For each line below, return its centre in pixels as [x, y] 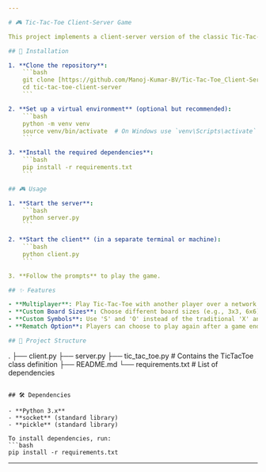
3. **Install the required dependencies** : [81, 153]
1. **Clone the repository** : [58, 65]
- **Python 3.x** [37, 411]
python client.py [51, 254]
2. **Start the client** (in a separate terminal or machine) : [115, 240]
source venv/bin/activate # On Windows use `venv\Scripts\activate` [140, 131]
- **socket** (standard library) [63, 417]
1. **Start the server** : [51, 203]
